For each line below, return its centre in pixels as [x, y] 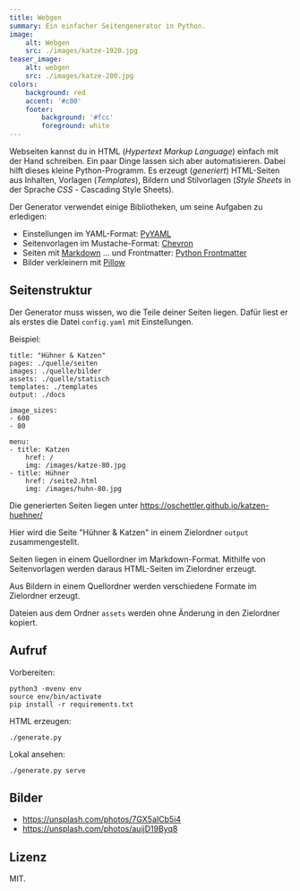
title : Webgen [36, 17]
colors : [24, 84]
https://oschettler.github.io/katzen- [205, 505]
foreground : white [76, 126]
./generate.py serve [48, 770]
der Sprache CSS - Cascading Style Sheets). [92, 190]
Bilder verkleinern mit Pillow [73, 262]
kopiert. [23, 622]
